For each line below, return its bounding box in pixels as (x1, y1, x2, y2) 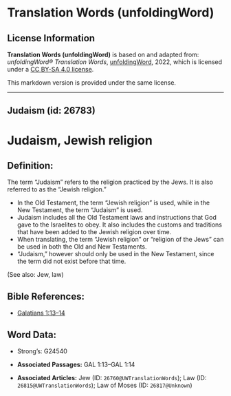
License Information (7, 32, 95, 44)
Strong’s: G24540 (16, 347, 67, 355)
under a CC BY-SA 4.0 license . (7, 65, 94, 73)
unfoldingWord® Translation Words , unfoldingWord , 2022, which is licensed (7, 58, 222, 66)
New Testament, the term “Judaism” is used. (16, 206, 143, 214)
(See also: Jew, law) (7, 271, 64, 279)
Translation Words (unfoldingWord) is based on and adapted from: (7, 50, 199, 59)
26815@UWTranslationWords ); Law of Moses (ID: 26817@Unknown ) (16, 381, 192, 390)
